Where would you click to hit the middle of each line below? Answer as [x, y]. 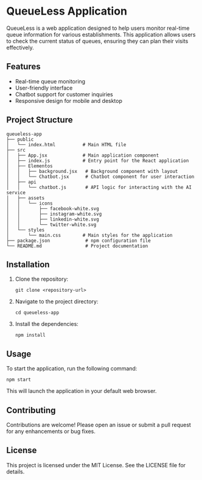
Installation [28, 264]
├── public [20, 139]
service [16, 192]
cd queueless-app [37, 313]
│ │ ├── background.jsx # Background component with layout [92, 171]
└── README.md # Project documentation [77, 246]
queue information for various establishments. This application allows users [101, 34]
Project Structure [40, 120]
